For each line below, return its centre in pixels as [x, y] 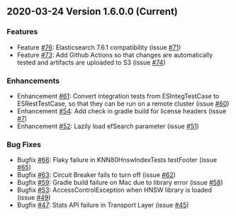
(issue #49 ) [34, 198]
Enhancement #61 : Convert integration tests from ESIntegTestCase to [118, 96]
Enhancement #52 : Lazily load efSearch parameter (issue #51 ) [108, 126]
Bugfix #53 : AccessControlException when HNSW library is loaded [114, 190]
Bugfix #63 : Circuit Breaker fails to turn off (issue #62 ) [96, 175]
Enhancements [33, 81]
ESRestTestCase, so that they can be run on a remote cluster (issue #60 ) [123, 103]
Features [22, 32]
